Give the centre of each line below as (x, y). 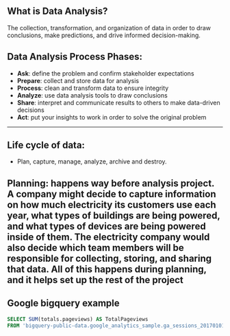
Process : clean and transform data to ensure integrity (93, 88)
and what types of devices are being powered (107, 226)
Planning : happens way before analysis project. (111, 183)
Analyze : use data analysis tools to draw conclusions (92, 95)
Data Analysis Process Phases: (75, 57)
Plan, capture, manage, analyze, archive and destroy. (92, 161)
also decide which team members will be (96, 248)
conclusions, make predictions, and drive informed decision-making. (104, 35)
